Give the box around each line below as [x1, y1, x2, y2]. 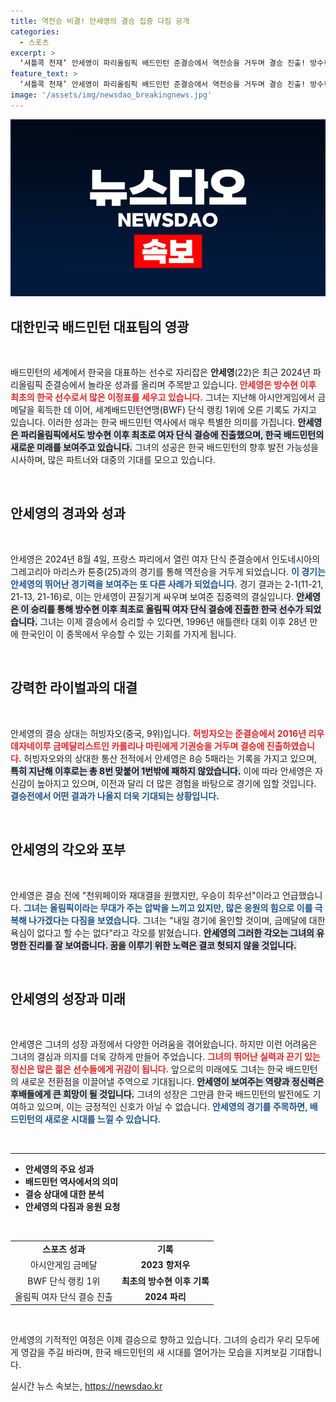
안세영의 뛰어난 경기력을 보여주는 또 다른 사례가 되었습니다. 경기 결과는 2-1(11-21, [10, 578, 324, 590]
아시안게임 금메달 [29, 1259, 98, 1271]
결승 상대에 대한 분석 [24, 1188, 105, 1200]
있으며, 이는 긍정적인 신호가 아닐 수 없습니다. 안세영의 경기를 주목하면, [36, 1101, 308, 1113]
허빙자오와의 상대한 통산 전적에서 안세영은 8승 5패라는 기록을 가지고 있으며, [23, 752, 318, 764]
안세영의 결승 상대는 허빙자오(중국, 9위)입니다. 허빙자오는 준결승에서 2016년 [10, 727, 307, 739]
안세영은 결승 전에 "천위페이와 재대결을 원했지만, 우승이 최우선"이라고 [10, 889, 281, 901]
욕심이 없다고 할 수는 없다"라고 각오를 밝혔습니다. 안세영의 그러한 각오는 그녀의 [10, 926, 315, 939]
